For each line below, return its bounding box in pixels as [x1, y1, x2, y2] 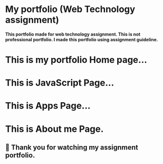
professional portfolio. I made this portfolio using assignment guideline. [5, 36, 158, 42]
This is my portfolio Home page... [5, 54, 147, 65]
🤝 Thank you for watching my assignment [5, 143, 138, 151]
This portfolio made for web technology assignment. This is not [5, 31, 141, 37]
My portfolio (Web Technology [5, 4, 135, 15]
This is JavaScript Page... [5, 77, 114, 89]
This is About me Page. [5, 123, 104, 134]
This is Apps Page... [5, 100, 91, 112]
